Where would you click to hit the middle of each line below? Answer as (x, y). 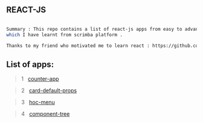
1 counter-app (40, 79)
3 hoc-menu (38, 102)
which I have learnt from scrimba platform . (64, 35)
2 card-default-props (49, 90)
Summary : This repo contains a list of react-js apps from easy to (94, 29)
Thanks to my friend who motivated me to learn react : (78, 46)
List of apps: (30, 64)
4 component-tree (45, 114)
